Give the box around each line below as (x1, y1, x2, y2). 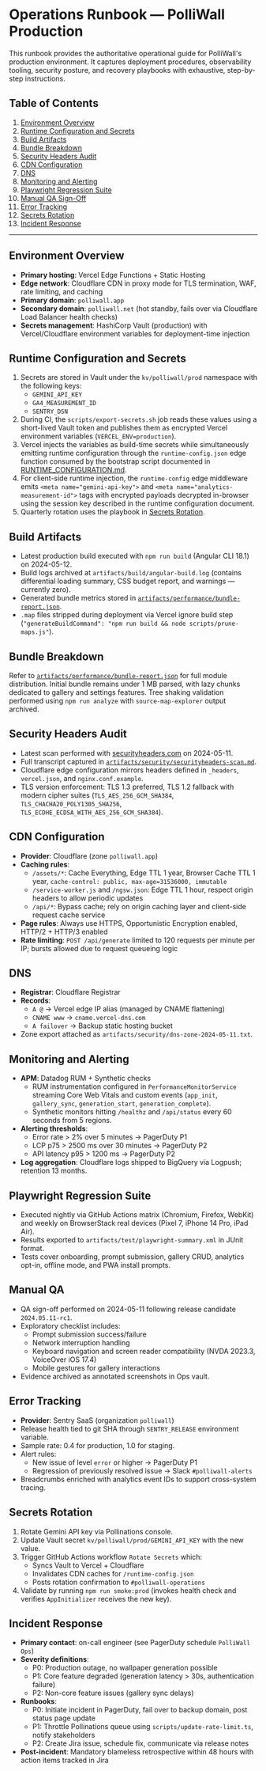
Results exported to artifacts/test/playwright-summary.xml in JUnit (20, 1235, 244, 1245)
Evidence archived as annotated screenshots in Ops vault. (20, 1371, 210, 1381)
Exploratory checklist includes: (20, 1321, 121, 1330)
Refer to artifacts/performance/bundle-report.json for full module (9, 671, 227, 680)
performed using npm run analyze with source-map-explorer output (9, 696, 227, 705)
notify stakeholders (32, 1731, 96, 1740)
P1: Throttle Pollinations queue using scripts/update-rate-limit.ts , (32, 1722, 253, 1731)
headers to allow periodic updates (32, 893, 144, 903)
